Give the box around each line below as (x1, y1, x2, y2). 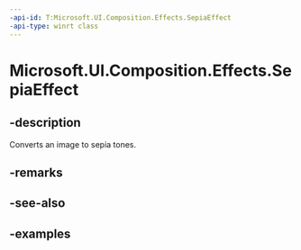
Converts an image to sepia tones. (9, 138, 137, 149)
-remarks (9, 165, 63, 180)
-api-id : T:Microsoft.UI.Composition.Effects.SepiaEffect (9, 13, 232, 22)
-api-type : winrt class (9, 22, 99, 31)
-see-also (9, 195, 66, 211)
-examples (9, 226, 71, 241)
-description (9, 115, 81, 130)
